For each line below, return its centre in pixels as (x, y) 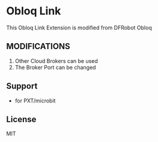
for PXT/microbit (35, 101)
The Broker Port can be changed (55, 67)
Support (22, 86)
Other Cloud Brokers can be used (56, 61)
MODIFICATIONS (38, 46)
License (21, 119)
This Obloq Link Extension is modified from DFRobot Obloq (79, 28)
